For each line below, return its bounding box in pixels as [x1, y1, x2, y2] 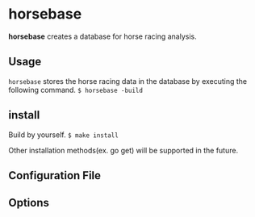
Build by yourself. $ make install [8, 130, 119, 140]
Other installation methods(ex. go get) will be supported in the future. [8, 145, 239, 155]
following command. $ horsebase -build [8, 85, 144, 94]
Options [8, 196, 50, 210]
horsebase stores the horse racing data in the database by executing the [8, 76, 248, 86]
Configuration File [8, 169, 102, 182]
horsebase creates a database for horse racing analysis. [8, 31, 197, 41]
